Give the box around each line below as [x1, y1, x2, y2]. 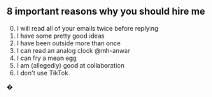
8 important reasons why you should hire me [6, 6, 206, 17]
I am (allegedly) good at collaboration [16, 61, 125, 69]
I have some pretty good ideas [16, 31, 105, 40]
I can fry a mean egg [16, 54, 77, 62]
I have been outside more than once [16, 38, 121, 47]
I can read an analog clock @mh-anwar [16, 46, 131, 54]
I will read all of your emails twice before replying [16, 24, 159, 32]
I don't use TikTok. [16, 68, 71, 77]
